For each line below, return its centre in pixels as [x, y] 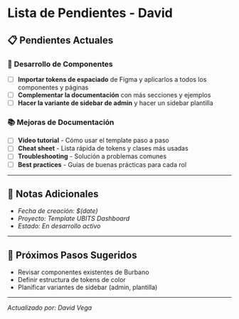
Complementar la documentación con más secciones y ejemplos [114, 94]
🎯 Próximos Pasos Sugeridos [72, 255]
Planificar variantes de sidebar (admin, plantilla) [87, 287]
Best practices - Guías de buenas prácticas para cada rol [102, 164]
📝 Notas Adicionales [53, 194]
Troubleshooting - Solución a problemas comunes [92, 156]
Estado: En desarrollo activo [59, 226]
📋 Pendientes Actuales [60, 40]
